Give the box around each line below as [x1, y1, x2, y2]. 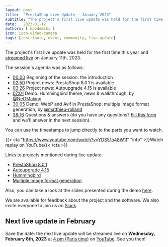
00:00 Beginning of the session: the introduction [12, 74, 113, 80]
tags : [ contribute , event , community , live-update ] [5, 36, 116, 41]
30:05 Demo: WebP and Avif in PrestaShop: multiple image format [12, 101, 149, 107]
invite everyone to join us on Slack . [5, 202, 78, 208]
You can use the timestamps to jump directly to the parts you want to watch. [5, 127, 163, 133]
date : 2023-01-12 [5, 21, 46, 27]
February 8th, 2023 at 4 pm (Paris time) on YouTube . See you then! [5, 235, 146, 242]
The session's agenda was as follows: [5, 64, 84, 71]
